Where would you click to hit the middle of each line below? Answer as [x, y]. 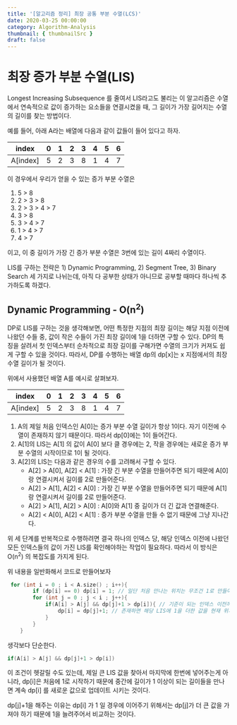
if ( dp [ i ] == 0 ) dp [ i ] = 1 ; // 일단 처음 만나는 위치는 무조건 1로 [123, 591]
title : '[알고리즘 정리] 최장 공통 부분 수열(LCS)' [74, 14]
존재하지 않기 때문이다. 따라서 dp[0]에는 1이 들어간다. [104, 435]
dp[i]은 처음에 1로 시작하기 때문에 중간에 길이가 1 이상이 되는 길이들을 [117, 681]
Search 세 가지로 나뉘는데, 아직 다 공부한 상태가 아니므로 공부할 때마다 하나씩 [114, 277]
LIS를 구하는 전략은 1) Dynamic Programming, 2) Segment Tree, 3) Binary [112, 268]
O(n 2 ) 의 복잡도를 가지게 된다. [48, 556]
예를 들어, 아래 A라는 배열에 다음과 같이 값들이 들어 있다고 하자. [94, 131]
